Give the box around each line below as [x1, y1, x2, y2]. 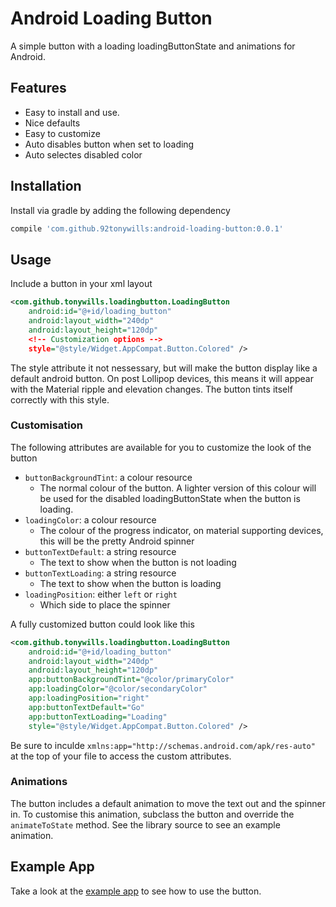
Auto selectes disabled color [24, 148, 143, 161]
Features [10, 80, 67, 97]
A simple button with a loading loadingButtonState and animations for [10, 40, 296, 52]
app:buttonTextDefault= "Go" [28, 702, 145, 712]
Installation [10, 178, 82, 195]
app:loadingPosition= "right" [28, 693, 150, 704]
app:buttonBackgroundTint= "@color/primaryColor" [28, 675, 235, 685]
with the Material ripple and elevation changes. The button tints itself [10, 383, 293, 395]
